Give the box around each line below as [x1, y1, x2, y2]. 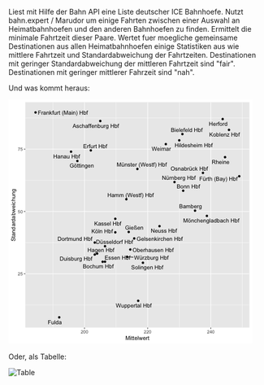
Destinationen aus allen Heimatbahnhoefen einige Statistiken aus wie [8, 42, 240, 51]
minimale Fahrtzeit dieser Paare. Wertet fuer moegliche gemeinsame [8, 33, 238, 42]
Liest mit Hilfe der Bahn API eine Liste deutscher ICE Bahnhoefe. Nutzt [8, 7, 244, 16]
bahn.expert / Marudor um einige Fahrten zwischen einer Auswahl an [8, 15, 240, 25]
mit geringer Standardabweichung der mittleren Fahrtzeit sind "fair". [8, 59, 236, 68]
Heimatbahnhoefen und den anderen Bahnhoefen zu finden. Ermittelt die [8, 24, 252, 33]
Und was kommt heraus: [8, 83, 90, 93]
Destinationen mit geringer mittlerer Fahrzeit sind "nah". [8, 68, 195, 77]
